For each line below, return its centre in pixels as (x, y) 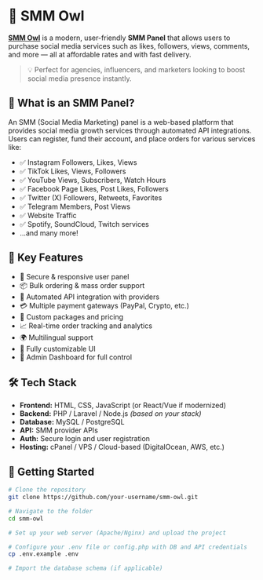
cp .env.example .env (44, 554)
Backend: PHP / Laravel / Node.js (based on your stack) (110, 414)
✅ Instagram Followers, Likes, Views (78, 162)
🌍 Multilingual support (56, 337)
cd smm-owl (26, 518)
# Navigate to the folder (50, 511)
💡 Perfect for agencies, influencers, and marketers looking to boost (136, 69)
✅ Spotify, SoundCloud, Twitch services (84, 224)
